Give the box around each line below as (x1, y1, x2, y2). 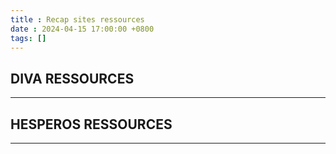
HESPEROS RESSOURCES (10, 116, 173, 133)
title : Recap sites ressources (10, 14, 145, 25)
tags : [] (10, 33, 47, 43)
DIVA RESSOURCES (10, 70, 135, 87)
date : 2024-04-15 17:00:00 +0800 (10, 24, 155, 34)
